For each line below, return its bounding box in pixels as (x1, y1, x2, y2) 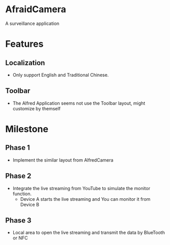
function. (12, 191, 32, 197)
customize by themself (12, 105, 61, 111)
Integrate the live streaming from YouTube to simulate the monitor (12, 185, 151, 191)
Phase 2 (5, 172, 32, 180)
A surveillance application (5, 20, 60, 26)
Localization (5, 58, 45, 67)
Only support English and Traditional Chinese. (12, 72, 109, 78)
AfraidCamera (5, 4, 66, 15)
